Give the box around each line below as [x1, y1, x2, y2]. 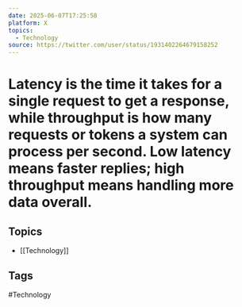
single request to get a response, [8, 92, 230, 110]
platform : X [8, 19, 48, 27]
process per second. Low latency [8, 143, 232, 161]
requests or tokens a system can [8, 126, 228, 144]
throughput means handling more [8, 176, 234, 194]
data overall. [8, 194, 93, 211]
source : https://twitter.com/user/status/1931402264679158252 [8, 41, 218, 49]
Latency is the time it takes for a [8, 75, 223, 94]
